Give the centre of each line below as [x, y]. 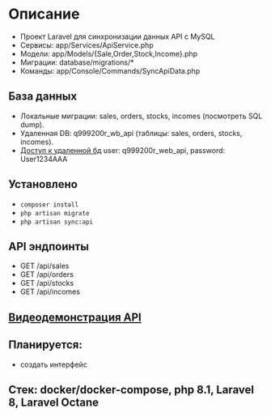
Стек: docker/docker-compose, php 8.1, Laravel [131, 389]
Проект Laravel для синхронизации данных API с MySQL [118, 36]
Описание [44, 14]
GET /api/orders [47, 274]
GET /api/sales [44, 266]
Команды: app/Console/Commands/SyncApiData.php [110, 70]
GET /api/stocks [47, 283]
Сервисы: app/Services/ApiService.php [87, 45]
